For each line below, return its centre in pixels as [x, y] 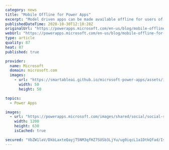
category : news [21, 10]
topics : [13, 98]
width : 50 [29, 85]
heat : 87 [14, 47]
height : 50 [30, 89]
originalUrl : [19, 29]
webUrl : [13, 33]
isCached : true [30, 131]
